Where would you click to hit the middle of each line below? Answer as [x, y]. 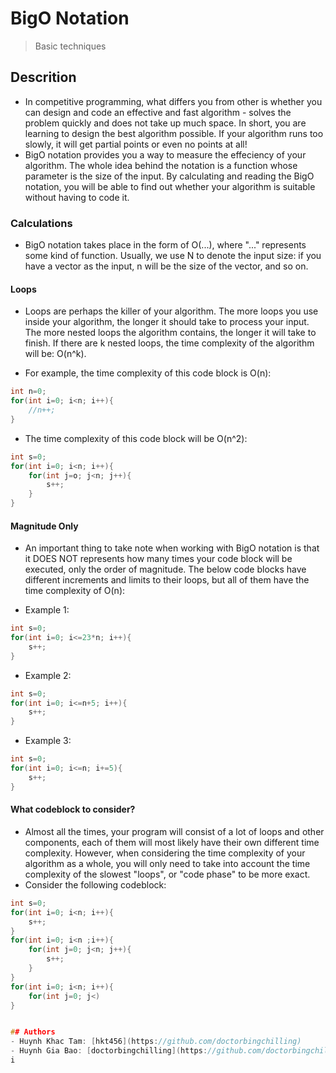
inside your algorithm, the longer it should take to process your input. [167, 322]
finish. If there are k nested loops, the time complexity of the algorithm [169, 343]
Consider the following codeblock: [95, 884]
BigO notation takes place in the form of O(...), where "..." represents [165, 245]
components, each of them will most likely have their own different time [172, 842]
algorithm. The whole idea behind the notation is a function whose [161, 165]
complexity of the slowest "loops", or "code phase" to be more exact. [167, 874]
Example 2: [48, 675]
